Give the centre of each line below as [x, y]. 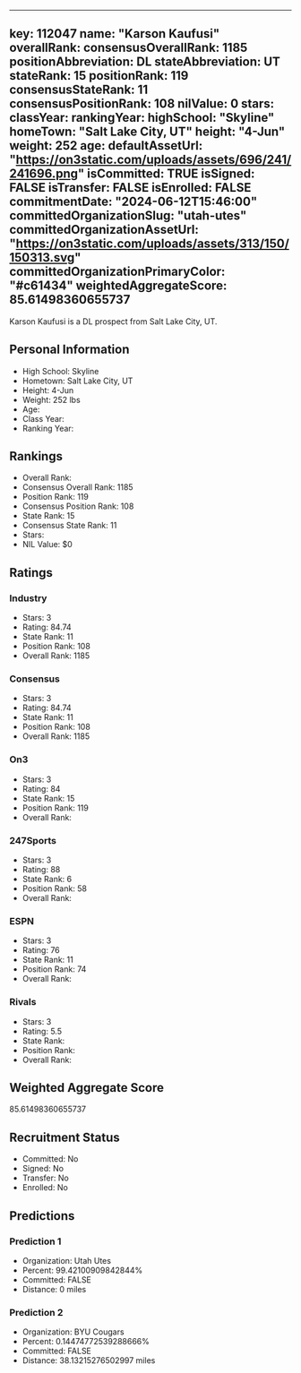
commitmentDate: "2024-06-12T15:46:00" [133, 202]
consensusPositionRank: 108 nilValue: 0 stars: [142, 104]
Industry [28, 598]
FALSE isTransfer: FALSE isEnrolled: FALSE [130, 188]
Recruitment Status [65, 1137]
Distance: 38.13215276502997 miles [89, 1360]
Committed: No [50, 1159]
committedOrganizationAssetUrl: [104, 230]
